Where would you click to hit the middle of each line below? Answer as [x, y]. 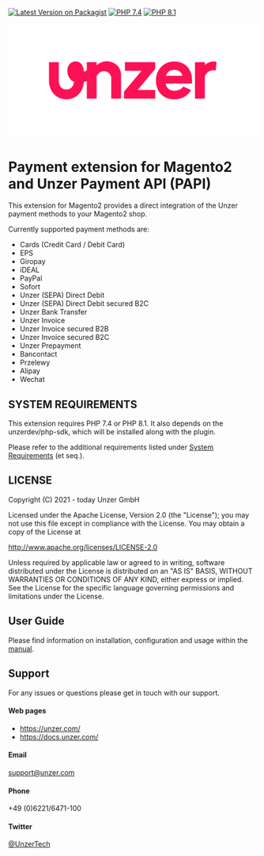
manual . [21, 648]
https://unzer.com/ [50, 728]
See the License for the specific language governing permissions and [121, 587]
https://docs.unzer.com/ [59, 736]
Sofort [30, 287]
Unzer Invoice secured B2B [64, 329]
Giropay [32, 262]
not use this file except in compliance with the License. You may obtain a [126, 523]
